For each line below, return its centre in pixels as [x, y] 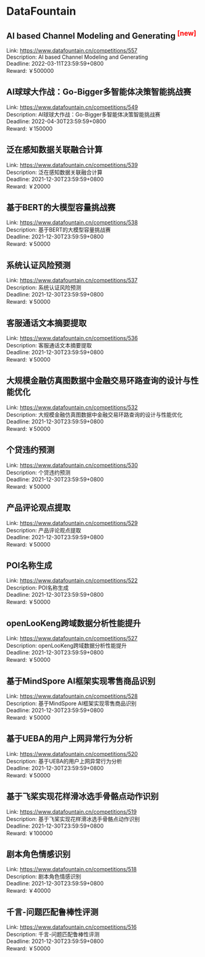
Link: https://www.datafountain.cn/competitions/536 [72, 338]
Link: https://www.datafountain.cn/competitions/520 [72, 754]
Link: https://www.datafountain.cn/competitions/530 [72, 465]
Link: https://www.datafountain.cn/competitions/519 [72, 811]
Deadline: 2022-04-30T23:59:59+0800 [56, 121]
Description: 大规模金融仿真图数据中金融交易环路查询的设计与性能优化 [95, 414]
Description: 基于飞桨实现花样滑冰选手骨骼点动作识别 [73, 819]
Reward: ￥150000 [30, 128]
